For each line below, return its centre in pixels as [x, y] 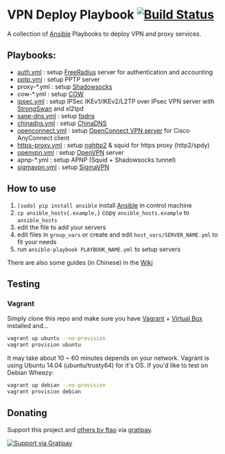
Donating [27, 413]
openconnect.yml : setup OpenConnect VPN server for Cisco [103, 130]
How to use [32, 189]
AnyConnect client [43, 138]
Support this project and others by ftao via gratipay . [80, 429]
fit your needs [37, 241]
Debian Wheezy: [31, 372]
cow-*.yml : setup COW [50, 94]
